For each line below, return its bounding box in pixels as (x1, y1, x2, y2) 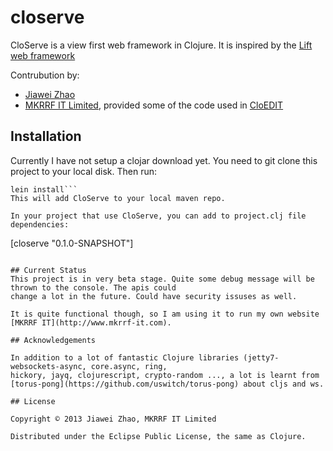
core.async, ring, (90, 361, 168, 371)
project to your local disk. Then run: (10, 165, 157, 177)
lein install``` (10, 184, 78, 195)
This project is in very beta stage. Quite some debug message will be (10, 274, 315, 284)
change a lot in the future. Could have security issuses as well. (10, 291, 298, 301)
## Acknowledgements (10, 335, 97, 345)
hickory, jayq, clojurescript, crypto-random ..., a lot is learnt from (10, 370, 320, 380)
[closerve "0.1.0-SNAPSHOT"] (10, 237, 134, 249)
